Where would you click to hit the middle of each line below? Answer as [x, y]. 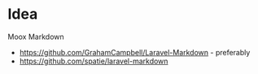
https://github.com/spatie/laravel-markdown [94, 61]
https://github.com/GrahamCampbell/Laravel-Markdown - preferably [135, 52]
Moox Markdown [36, 37]
